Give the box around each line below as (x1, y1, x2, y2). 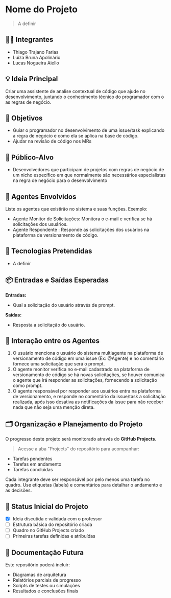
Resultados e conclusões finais (12, 588, 79, 594)
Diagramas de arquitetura (12, 571, 66, 578)
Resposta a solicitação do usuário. (12, 321, 85, 328)
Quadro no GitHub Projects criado (12, 527, 84, 534)
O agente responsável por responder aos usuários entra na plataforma (12, 388, 161, 394)
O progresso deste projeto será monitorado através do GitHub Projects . (5, 436, 157, 442)
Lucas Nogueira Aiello (12, 60, 60, 66)
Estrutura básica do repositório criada (12, 521, 92, 527)
